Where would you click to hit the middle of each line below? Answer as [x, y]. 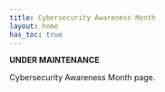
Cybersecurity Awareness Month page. [82, 78]
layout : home [34, 26]
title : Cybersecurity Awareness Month [82, 18]
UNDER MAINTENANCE [54, 60]
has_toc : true [36, 34]
